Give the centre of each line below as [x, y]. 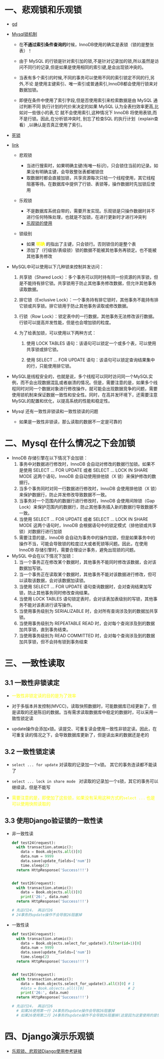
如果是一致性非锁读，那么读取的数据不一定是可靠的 [70, 422]
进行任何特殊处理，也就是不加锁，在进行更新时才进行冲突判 [86, 217]
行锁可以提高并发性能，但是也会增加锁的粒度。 [66, 322]
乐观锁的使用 [39, 223]
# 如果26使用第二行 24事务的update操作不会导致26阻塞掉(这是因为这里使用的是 [87, 1015]
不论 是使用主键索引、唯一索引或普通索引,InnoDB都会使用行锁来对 [91, 83]
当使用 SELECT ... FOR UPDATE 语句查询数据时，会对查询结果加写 [85, 586]
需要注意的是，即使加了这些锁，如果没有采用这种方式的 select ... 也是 [83, 798]
